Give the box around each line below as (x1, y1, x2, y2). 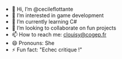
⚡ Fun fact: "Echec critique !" (11, 46, 83, 53)
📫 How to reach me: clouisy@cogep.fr (11, 31, 107, 38)
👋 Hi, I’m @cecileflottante (11, 6, 74, 12)
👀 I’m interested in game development (11, 12, 104, 19)
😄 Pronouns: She (11, 40, 55, 47)
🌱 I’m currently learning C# (11, 18, 77, 25)
